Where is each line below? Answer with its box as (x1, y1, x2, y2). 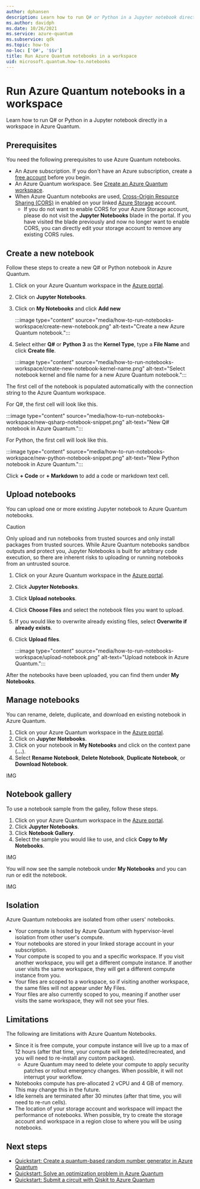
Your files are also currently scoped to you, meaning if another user (14, 991, 180, 998)
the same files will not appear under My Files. (14, 985, 127, 992)
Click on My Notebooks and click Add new (14, 305, 121, 312)
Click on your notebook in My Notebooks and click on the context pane (14, 741, 190, 749)
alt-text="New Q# (126, 418, 170, 426)
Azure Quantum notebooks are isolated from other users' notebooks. (6, 916, 175, 923)
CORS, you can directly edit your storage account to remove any (23, 225, 182, 232)
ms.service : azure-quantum (6, 31, 73, 37)
